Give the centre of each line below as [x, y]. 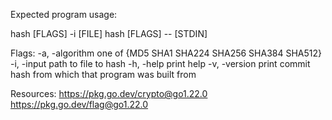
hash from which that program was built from [103, 74]
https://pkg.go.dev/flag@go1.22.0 [79, 104]
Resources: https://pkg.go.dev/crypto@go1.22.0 [109, 93]
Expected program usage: [64, 14]
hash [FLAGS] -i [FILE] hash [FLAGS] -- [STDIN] [109, 33]
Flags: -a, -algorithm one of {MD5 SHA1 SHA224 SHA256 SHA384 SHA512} [166, 53]
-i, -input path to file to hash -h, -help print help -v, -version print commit [160, 63]
